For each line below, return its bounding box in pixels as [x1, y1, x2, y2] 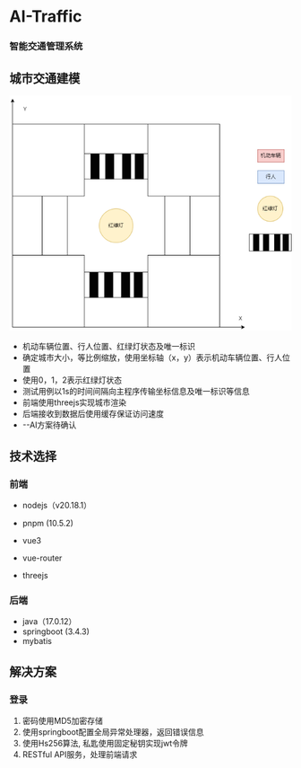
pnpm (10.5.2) [21, 518, 74, 529]
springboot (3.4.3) [21, 626, 90, 637]
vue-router [21, 552, 63, 563]
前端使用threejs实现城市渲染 [21, 397, 127, 408]
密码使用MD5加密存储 [21, 716, 103, 727]
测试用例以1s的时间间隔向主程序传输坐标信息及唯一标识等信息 [21, 386, 250, 397]
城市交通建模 [9, 70, 81, 86]
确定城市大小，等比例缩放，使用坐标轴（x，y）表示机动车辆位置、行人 [21, 352, 283, 363]
